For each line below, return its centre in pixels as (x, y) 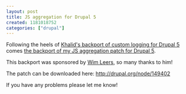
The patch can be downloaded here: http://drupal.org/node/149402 (88, 73)
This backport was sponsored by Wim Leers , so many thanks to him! (89, 62)
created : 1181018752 (32, 22)
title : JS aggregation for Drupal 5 (51, 17)
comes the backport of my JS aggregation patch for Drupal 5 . (81, 51)
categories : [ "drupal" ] (35, 28)
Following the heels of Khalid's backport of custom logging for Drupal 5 (93, 45)
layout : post (22, 11)
